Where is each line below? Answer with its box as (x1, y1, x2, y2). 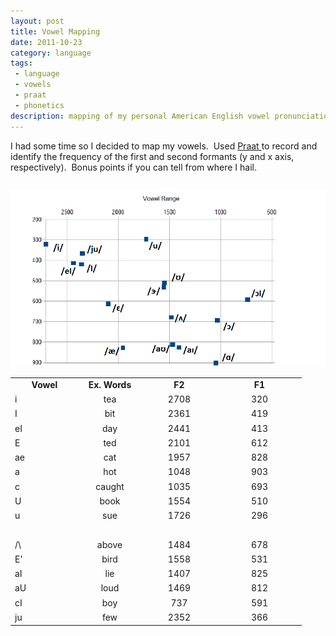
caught (95, 480, 125, 492)
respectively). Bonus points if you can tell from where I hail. (10, 161, 257, 173)
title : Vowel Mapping (10, 26, 101, 37)
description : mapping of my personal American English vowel (10, 111, 271, 121)
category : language (10, 48, 92, 58)
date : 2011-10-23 (10, 37, 83, 47)
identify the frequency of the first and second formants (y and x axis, (10, 150, 295, 162)
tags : (10, 58, 33, 69)
